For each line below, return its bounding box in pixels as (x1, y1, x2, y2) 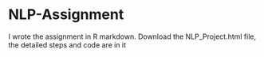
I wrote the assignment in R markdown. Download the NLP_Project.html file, (8, 32, 257, 41)
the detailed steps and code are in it (8, 40, 126, 49)
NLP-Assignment (8, 6, 124, 24)
